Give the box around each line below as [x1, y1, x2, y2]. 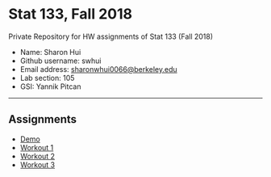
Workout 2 [19, 151, 55, 161]
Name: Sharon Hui [19, 47, 81, 57]
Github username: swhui [19, 56, 102, 65]
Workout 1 [19, 142, 54, 152]
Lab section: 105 [19, 73, 75, 82]
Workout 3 [19, 159, 55, 170]
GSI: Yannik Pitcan [19, 82, 81, 91]
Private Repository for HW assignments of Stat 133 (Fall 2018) [8, 32, 214, 41]
